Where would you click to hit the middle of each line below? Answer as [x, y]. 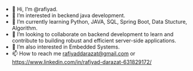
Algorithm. [24, 28]
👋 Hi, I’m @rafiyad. [35, 9]
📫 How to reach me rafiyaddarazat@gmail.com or [74, 54]
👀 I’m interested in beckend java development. [69, 15]
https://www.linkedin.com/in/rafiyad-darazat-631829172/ [82, 62]
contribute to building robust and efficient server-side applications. [94, 41]
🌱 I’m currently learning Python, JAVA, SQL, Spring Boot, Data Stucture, [99, 22]
